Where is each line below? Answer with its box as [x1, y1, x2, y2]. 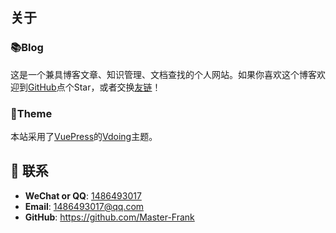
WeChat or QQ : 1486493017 [24, 189, 142, 202]
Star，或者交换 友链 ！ [73, 81, 162, 93]
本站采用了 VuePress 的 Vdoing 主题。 [10, 130, 158, 142]
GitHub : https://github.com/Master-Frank [24, 211, 195, 223]
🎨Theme [10, 106, 53, 120]
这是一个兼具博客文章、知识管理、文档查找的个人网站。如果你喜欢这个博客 [10, 68, 317, 80]
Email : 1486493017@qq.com [24, 200, 145, 212]
